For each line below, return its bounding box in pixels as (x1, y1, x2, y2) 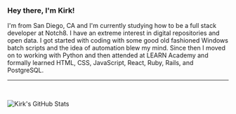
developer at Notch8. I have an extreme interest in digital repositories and (7, 29, 220, 37)
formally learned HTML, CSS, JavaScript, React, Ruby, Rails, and (7, 59, 194, 67)
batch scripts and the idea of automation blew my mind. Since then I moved (7, 44, 226, 52)
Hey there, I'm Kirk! (7, 6, 75, 15)
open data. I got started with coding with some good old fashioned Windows (7, 36, 228, 45)
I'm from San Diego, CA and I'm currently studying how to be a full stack (7, 22, 216, 30)
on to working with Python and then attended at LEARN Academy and (7, 51, 209, 59)
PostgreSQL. (7, 66, 44, 75)
